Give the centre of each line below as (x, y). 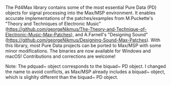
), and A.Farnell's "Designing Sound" (109, 35)
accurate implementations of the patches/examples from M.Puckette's (79, 18)
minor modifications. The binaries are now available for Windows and (78, 51)
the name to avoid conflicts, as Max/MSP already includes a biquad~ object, (85, 72)
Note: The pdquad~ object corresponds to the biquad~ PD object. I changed (86, 66)
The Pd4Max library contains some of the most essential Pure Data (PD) (81, 7)
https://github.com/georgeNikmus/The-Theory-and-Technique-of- (77, 29)
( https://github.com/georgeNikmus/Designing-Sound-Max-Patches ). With (83, 40)
